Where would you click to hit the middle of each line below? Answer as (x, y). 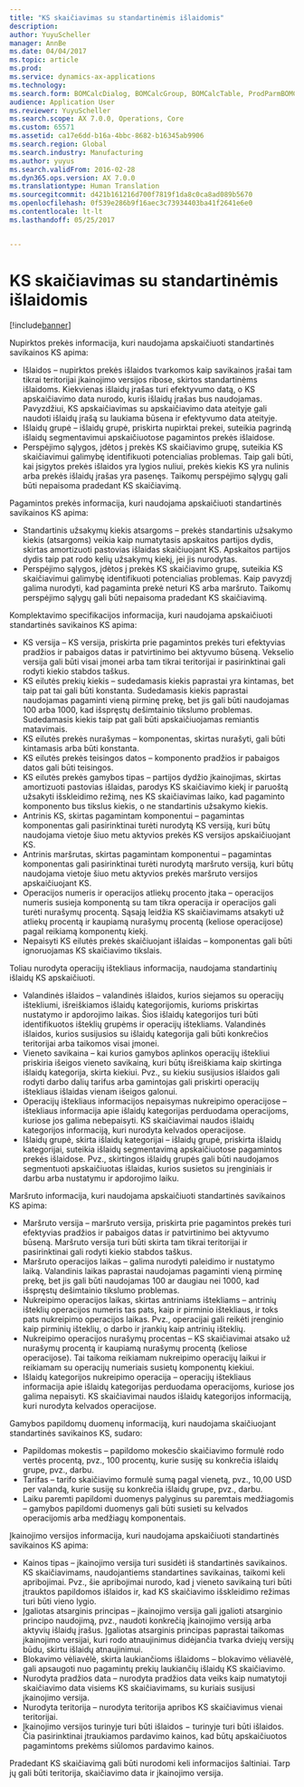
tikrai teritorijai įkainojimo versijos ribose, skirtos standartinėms (140, 379)
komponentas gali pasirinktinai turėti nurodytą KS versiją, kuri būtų (146, 825)
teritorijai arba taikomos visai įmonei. (91, 1043)
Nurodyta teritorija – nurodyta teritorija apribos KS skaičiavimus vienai (152, 1707)
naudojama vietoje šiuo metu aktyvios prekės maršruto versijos (140, 873)
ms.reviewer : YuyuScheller (60, 111)
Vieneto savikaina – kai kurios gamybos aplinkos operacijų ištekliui (146, 1053)
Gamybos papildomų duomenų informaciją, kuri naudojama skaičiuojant (143, 1423)
